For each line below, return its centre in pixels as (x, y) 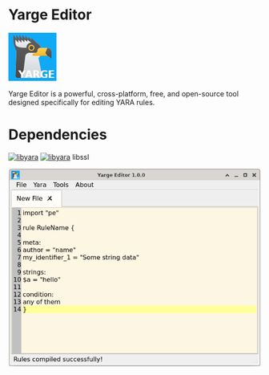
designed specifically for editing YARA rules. (82, 102)
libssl (80, 157)
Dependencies (58, 135)
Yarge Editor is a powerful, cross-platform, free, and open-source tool (123, 93)
